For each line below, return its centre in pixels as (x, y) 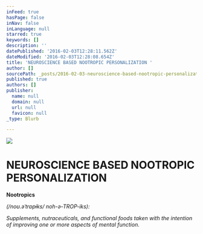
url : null (24, 107)
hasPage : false (25, 18)
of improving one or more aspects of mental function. (73, 225)
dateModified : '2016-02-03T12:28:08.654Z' (60, 57)
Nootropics (21, 195)
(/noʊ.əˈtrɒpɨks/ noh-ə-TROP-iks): (48, 207)
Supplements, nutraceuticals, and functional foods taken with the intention (99, 218)
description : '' (27, 46)
